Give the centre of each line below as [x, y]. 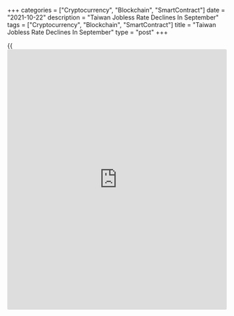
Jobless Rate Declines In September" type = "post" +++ [88, 32]
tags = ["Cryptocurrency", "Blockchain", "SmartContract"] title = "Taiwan [112, 25]
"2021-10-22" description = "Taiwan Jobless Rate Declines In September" [113, 17]
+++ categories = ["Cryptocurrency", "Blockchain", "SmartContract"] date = [116, 10]
